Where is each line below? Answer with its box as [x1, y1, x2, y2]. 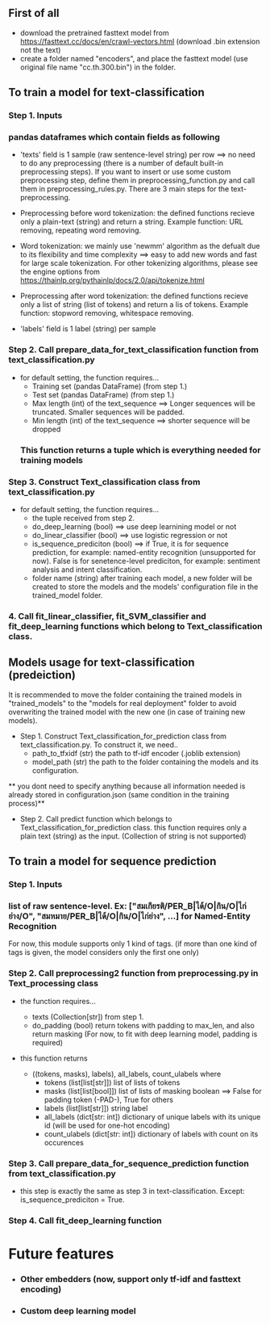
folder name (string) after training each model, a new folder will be [31, 573, 252, 582]
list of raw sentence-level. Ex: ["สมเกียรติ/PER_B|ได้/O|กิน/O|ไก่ [8, 900, 247, 911]
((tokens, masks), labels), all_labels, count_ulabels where [31, 1069, 222, 1078]
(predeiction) [8, 668, 77, 682]
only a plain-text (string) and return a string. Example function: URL [19, 217, 243, 227]
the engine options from [19, 267, 101, 277]
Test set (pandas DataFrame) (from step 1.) [31, 389, 175, 399]
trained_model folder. [31, 590, 103, 600]
